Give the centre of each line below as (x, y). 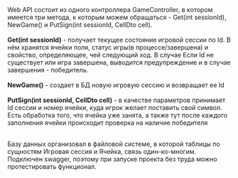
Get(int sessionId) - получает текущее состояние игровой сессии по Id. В (119, 40)
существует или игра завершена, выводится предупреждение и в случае (119, 62)
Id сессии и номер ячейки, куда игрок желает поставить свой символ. (115, 107)
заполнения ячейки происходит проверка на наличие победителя (108, 123)
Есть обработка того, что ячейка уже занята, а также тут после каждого (118, 115)
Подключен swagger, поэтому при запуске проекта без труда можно (113, 159)
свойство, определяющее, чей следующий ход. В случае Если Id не (111, 55)
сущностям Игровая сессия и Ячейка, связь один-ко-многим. (102, 151)
